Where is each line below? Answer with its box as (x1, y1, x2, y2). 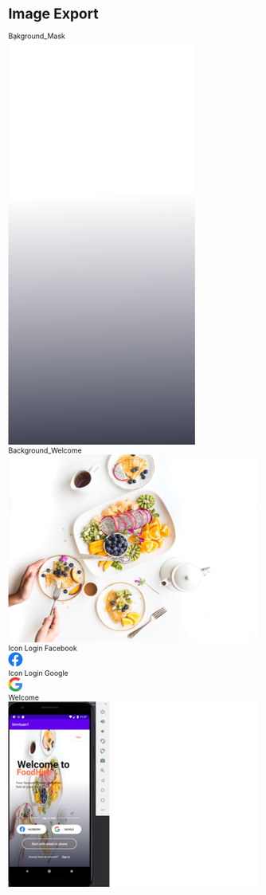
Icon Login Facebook (8, 643, 77, 654)
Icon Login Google (8, 669, 69, 678)
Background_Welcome (8, 446, 82, 455)
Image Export (8, 5, 99, 23)
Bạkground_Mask (8, 31, 65, 41)
